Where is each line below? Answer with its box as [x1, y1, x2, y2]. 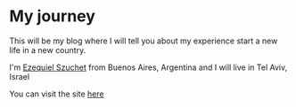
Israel [9, 71, 29, 81]
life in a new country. [9, 44, 86, 55]
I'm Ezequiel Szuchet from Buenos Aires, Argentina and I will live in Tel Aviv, [9, 62, 288, 73]
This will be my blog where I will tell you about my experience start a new [9, 35, 278, 46]
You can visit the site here [9, 88, 104, 99]
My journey [9, 6, 96, 27]
